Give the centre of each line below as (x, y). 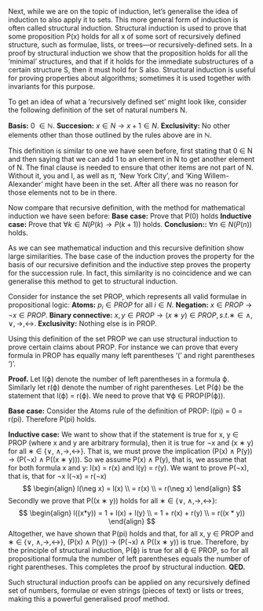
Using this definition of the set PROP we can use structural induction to (123, 338)
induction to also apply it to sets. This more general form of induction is (123, 20)
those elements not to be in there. (63, 192)
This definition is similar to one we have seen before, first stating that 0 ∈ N (130, 151)
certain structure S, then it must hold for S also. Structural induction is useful (132, 70)
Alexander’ (26, 184)
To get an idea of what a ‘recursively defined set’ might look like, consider (128, 102)
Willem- (216, 176)
